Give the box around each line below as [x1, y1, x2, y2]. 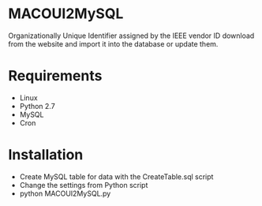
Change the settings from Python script [19, 180, 148, 189]
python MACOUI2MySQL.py [19, 189, 111, 198]
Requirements [8, 67, 103, 85]
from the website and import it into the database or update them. [8, 39, 219, 48]
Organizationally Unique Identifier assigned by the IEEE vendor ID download [8, 31, 255, 40]
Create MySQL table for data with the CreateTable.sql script [19, 171, 214, 182]
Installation [8, 146, 84, 164]
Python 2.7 [19, 101, 55, 110]
